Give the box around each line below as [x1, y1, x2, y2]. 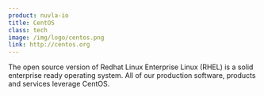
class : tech [8, 26, 48, 34]
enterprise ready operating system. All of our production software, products [8, 71, 256, 80]
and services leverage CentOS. [8, 79, 110, 89]
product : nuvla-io [8, 11, 69, 20]
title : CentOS [8, 19, 55, 27]
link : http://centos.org [8, 41, 90, 49]
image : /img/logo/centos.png [8, 33, 105, 42]
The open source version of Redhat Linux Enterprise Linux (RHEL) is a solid [8, 62, 254, 72]
